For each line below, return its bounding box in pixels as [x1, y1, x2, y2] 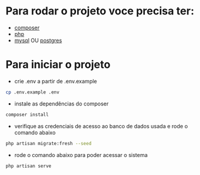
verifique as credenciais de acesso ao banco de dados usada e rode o [14, 122, 188, 129]
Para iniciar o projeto [5, 58, 111, 71]
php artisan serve [5, 163, 51, 169]
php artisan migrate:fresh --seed [5, 140, 92, 146]
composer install [5, 111, 49, 117]
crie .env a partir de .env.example [14, 77, 97, 85]
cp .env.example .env [5, 89, 60, 95]
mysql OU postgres [14, 37, 62, 44]
